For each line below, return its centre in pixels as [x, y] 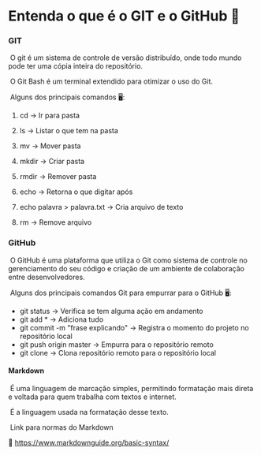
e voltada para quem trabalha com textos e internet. [93, 397]
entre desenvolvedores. [47, 277]
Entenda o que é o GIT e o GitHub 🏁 [124, 16]
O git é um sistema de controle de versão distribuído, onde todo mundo [126, 58]
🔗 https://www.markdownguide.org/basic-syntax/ [89, 442]
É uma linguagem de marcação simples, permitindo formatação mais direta [132, 388]
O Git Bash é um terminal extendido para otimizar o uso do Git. [112, 81]
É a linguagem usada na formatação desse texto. [89, 412]
